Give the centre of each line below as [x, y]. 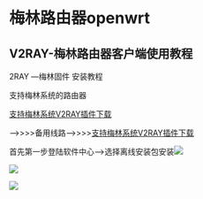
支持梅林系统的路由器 [48, 95]
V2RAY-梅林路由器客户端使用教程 [101, 54]
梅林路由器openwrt [79, 18]
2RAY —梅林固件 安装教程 [56, 77]
